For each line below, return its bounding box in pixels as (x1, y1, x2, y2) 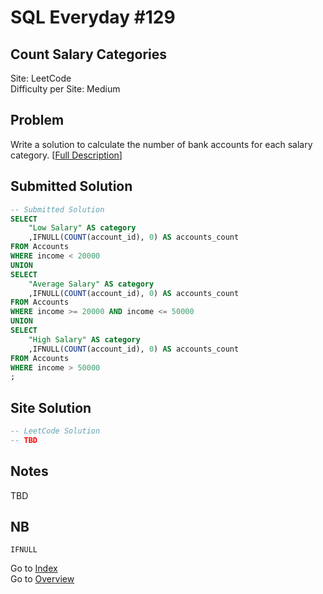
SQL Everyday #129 (10, 6, 176, 29)
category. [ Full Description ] (10, 149, 123, 161)
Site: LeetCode (10, 72, 72, 84)
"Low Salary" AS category (28, 223, 137, 233)
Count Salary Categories (10, 46, 168, 63)
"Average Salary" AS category (28, 279, 155, 289)
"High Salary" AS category (28, 334, 141, 345)
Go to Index (10, 562, 58, 575)
